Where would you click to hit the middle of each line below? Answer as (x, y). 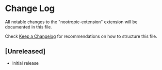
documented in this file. (29, 27)
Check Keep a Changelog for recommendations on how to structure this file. (81, 36)
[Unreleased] (25, 51)
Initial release (25, 63)
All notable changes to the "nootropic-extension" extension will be (71, 22)
